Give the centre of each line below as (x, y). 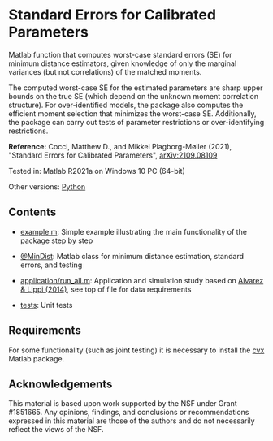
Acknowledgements (61, 384)
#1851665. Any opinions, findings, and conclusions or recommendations (129, 413)
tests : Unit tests (46, 305)
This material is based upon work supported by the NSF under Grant (123, 404)
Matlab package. (37, 358)
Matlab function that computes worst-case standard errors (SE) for (121, 54)
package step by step (56, 240)
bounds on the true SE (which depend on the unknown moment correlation (133, 96)
